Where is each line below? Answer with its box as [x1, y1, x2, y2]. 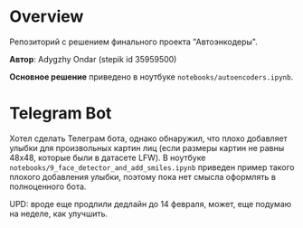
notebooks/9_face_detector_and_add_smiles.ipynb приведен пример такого [9, 161, 295, 173]
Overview [9, 6, 84, 27]
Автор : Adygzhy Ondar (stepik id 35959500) [9, 53, 177, 64]
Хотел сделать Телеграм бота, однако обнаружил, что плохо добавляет [9, 133, 288, 144]
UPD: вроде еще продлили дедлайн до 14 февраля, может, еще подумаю [9, 198, 292, 209]
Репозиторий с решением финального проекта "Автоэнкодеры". [9, 36, 258, 47]
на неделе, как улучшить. [9, 208, 109, 219]
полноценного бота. [9, 181, 87, 192]
